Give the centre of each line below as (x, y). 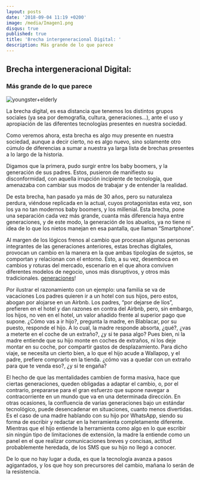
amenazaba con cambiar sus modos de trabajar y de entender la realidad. (97, 185)
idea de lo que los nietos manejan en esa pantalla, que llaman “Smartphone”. (100, 228)
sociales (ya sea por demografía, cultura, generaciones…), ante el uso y (95, 117)
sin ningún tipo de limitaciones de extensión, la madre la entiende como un (98, 435)
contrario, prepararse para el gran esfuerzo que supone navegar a (88, 390)
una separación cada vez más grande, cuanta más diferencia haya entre (95, 215)
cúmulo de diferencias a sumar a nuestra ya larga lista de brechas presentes (100, 148)
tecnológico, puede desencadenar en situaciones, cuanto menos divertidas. (99, 409)
